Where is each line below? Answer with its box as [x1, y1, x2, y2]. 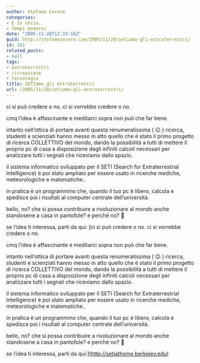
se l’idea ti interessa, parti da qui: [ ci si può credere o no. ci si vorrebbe [6, 223, 181, 230]
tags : [6, 59, 20, 65]
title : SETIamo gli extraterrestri [6, 81, 95, 87]
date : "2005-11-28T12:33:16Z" [6, 31, 82, 37]
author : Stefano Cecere [6, 8, 66, 15]
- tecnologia [6, 75, 39, 81]
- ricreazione [6, 70, 42, 76]
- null [6, 53, 23, 59]
